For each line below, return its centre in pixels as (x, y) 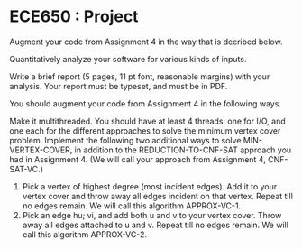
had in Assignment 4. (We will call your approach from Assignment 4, (137, 159)
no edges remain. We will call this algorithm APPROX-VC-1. (132, 206)
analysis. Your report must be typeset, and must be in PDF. (119, 86)
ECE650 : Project (74, 17)
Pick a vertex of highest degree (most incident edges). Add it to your (150, 186)
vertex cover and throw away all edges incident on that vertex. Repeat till (157, 196)
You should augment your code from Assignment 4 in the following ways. (146, 103)
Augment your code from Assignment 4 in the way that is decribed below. (146, 41)
